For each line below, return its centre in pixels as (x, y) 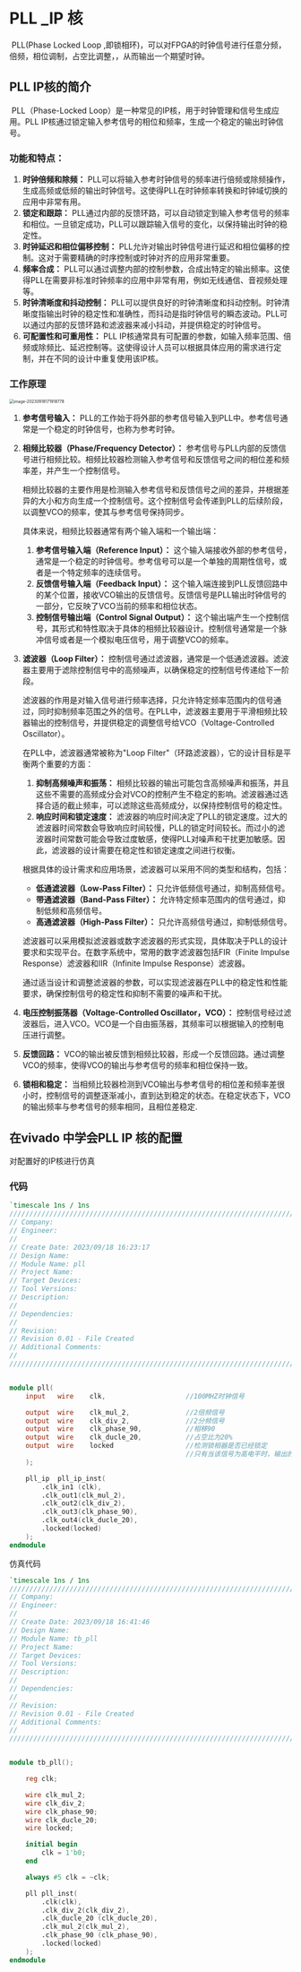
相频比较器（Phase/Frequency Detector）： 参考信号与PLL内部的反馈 (150, 448)
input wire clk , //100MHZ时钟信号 (135, 1396)
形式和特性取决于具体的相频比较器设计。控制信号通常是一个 (169, 629)
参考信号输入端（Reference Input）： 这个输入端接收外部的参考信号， (163, 550)
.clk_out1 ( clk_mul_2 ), (84, 1495)
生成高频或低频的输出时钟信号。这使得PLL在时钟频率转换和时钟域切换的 (155, 191)
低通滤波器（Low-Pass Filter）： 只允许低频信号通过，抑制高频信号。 (163, 889)
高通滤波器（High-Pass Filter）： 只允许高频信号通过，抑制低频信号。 (163, 922)
